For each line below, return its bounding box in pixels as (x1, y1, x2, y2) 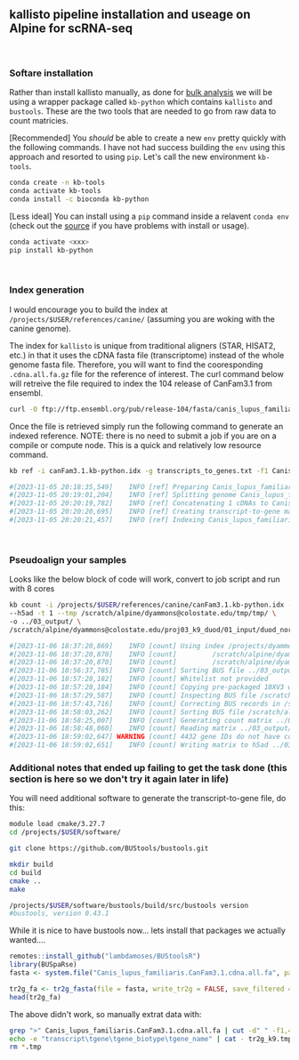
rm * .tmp (9, 1042, 42, 1052)
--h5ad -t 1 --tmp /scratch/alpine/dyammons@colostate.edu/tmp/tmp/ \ (9, 609, 277, 618)
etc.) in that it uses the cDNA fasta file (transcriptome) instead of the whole (9, 349, 285, 360)
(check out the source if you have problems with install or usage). (9, 220, 250, 230)
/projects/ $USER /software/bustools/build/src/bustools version (9, 901, 249, 910)
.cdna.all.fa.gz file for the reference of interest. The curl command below (9, 368, 285, 379)
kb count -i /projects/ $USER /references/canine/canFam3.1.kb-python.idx (9, 600, 285, 610)
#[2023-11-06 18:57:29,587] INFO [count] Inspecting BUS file (9, 691, 256, 700)
